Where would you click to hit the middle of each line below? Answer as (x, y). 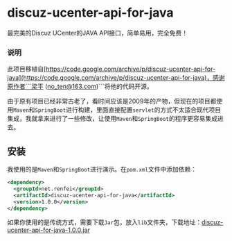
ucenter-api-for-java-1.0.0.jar (48, 230)
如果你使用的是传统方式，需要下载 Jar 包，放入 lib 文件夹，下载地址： (105, 222)
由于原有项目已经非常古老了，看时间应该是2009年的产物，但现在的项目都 (112, 101)
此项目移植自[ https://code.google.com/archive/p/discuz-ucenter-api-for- (111, 69)
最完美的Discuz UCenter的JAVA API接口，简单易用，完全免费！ (98, 33)
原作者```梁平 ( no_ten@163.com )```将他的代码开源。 (80, 86)
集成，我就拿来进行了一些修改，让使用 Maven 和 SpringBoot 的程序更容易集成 (113, 119)
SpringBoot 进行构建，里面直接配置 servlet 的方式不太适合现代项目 (128, 110)
